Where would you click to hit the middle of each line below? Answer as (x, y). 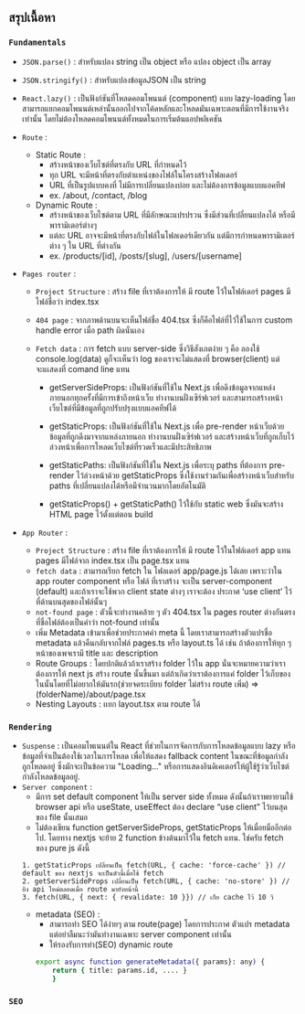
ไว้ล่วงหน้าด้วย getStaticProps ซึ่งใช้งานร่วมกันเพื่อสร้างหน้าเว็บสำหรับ (185, 475)
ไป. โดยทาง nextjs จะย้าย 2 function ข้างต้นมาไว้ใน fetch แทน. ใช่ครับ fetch (159, 838)
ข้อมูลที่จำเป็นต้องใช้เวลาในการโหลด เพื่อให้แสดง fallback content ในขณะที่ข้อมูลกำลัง (155, 755)
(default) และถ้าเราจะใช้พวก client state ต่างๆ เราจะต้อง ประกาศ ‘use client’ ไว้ (164, 591)
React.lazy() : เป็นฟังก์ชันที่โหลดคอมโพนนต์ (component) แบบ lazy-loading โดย (158, 98)
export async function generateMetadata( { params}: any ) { (150, 962)
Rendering (30, 727)
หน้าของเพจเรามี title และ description (97, 653)
